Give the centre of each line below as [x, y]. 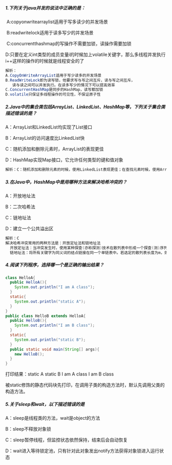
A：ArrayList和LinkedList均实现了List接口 [49, 127]
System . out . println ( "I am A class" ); [55, 287]
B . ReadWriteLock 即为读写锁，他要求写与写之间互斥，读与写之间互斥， [70, 80]
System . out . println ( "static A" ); [50, 301]
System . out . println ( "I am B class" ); [55, 325]
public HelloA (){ [28, 283]
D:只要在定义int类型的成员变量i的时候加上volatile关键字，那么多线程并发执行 [85, 54]
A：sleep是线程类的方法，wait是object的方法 [53, 418]
